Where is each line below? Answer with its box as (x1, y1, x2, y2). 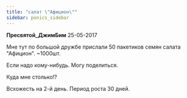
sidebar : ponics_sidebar (6, 15, 69, 21)
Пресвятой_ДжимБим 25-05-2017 (6, 31, 97, 38)
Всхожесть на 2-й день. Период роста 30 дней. (6, 85, 130, 92)
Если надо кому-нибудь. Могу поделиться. (6, 61, 118, 69)
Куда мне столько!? (6, 73, 57, 80)
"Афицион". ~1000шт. (6, 49, 61, 57)
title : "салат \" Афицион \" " (6, 9, 78, 15)
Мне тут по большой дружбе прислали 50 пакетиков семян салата (6, 43, 181, 51)
